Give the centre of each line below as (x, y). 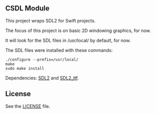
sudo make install (25, 68)
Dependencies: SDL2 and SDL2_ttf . (42, 78)
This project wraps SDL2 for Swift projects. (50, 20)
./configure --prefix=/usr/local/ (42, 60)
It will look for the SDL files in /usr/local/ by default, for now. (68, 40)
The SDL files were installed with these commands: (59, 50)
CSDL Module (28, 8)
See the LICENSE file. (28, 106)
